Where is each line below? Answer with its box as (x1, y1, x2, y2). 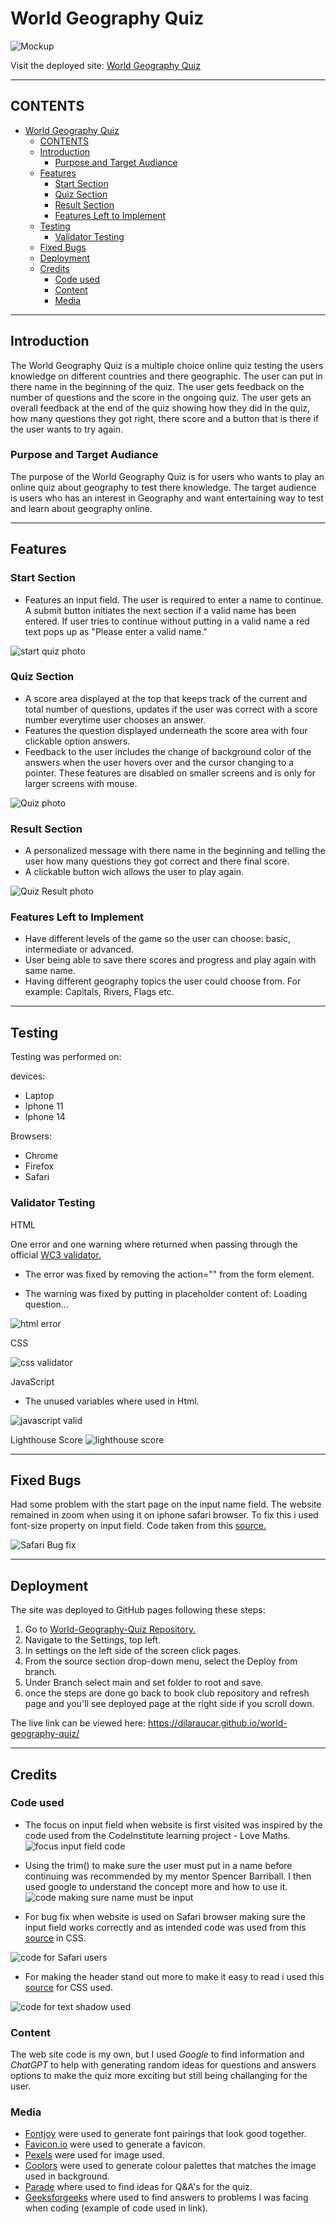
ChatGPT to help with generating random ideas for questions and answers (10, 2059, 317, 2071)
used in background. (24, 2170, 110, 2182)
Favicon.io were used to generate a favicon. (24, 2138, 206, 2151)
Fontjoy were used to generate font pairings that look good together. (24, 2128, 307, 2140)
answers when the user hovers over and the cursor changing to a (24, 756, 295, 768)
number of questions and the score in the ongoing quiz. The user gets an (10, 391, 312, 403)
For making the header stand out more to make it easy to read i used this (24, 1970, 325, 1982)
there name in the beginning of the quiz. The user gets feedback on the (10, 380, 305, 392)
